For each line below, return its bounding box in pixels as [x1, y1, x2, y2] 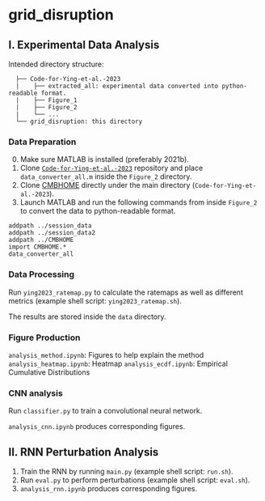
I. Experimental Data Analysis [8, 38, 160, 52]
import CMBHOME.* [8, 243, 67, 252]
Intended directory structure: [8, 59, 105, 69]
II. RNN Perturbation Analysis [8, 445, 159, 459]
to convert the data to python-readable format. [19, 206, 176, 216]
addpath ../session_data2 [8, 229, 95, 237]
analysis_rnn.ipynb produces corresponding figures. [19, 484, 198, 493]
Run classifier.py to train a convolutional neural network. [8, 406, 203, 416]
